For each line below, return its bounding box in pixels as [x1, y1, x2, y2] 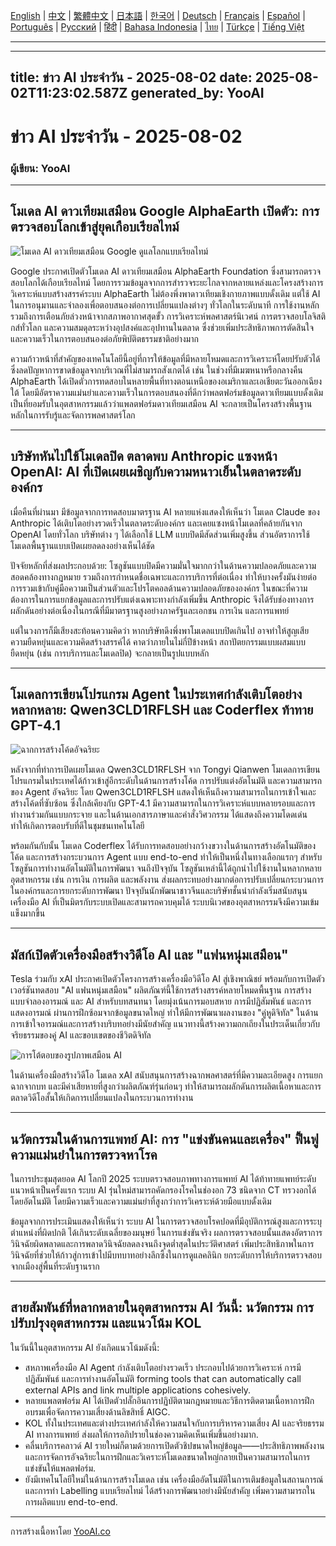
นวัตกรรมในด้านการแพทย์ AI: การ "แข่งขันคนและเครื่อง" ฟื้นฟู [10, 1130, 319, 1148]
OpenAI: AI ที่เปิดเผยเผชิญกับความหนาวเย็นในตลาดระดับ [10, 464, 302, 481]
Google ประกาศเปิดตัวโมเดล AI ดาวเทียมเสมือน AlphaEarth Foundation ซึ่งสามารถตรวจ [10, 265, 322, 277]
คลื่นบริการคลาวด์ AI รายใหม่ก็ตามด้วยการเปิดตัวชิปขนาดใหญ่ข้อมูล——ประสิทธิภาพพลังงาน [24, 1439, 325, 1451]
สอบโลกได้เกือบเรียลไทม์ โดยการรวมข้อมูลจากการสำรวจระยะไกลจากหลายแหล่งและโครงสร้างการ [10, 276, 324, 288]
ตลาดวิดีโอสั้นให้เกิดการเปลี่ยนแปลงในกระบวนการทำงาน [10, 1092, 194, 1104]
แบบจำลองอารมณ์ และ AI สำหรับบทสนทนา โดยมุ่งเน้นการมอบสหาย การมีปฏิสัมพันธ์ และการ [10, 995, 312, 1008]
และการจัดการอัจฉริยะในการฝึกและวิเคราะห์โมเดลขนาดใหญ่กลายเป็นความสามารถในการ [24, 1450, 311, 1463]
